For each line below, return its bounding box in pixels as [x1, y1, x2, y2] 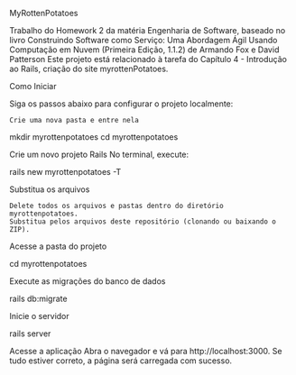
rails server [9, 328, 51, 339]
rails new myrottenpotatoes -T [9, 167, 122, 177]
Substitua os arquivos [9, 184, 90, 195]
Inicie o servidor [9, 311, 69, 321]
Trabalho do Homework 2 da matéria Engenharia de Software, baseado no [9, 25, 286, 35]
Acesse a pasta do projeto [9, 241, 107, 252]
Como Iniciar [9, 81, 57, 91]
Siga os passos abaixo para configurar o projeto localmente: [9, 98, 234, 109]
